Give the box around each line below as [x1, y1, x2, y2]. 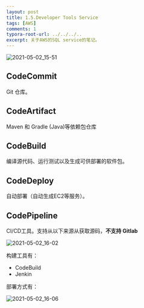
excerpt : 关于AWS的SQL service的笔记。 [6, 37, 100, 43]
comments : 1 [6, 25, 36, 32]
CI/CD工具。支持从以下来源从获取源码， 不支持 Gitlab [6, 227, 138, 235]
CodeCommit [6, 71, 57, 82]
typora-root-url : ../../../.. [6, 32, 83, 38]
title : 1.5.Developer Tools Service [6, 15, 98, 21]
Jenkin [14, 270, 32, 278]
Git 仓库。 [6, 88, 31, 95]
